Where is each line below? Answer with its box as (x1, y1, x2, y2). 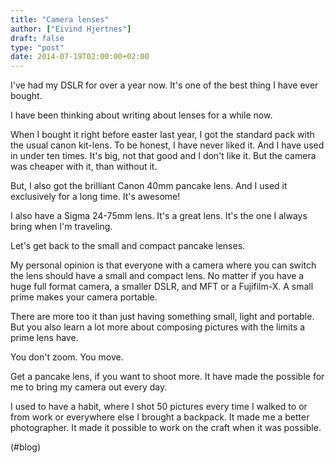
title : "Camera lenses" (10, 14, 110, 25)
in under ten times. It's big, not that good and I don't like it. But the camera (10, 150, 317, 162)
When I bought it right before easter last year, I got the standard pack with (10, 129, 315, 141)
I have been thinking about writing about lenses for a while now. (10, 109, 273, 121)
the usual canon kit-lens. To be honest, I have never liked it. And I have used (10, 139, 325, 151)
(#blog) (10, 441, 42, 453)
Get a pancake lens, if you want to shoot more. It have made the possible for (10, 371, 325, 383)
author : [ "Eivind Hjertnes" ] (10, 24, 132, 34)
